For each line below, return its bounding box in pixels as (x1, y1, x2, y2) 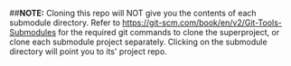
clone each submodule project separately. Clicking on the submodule (9, 36, 268, 47)
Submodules (9, 27, 57, 37)
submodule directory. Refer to (9, 17, 120, 28)
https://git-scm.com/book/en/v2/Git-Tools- (121, 17, 282, 28)
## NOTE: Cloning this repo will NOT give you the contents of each (9, 8, 257, 18)
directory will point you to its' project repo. (9, 46, 167, 57)
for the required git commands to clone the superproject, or (58, 27, 280, 37)
